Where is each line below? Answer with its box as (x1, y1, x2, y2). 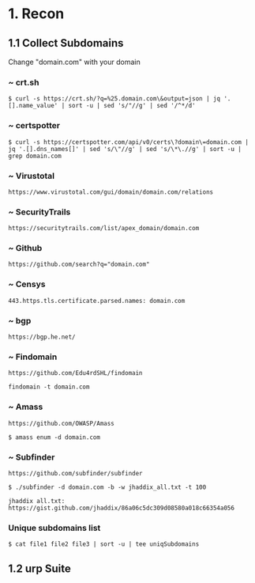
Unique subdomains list (8, 522, 101, 533)
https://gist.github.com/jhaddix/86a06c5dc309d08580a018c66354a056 (8, 504, 235, 512)
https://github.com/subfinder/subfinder (8, 469, 144, 477)
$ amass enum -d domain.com (8, 433, 101, 441)
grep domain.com (8, 152, 62, 160)
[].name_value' (8, 102, 58, 110)
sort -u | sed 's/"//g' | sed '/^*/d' (68, 102, 196, 110)
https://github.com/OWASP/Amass (8, 419, 114, 427)
